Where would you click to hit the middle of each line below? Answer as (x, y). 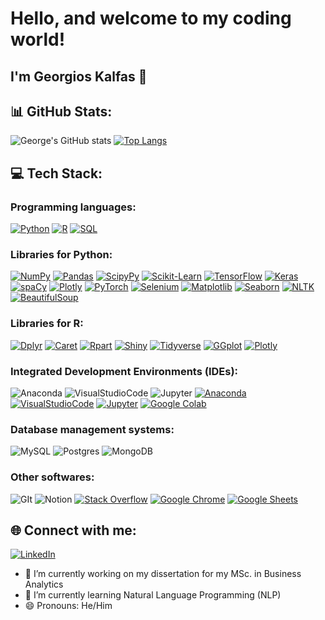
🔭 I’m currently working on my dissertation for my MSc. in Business (163, 574)
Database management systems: (92, 429)
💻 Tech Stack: (56, 173)
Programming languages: (73, 207)
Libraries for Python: (61, 254)
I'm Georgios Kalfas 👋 (79, 76)
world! (38, 39)
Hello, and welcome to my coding (151, 18)
